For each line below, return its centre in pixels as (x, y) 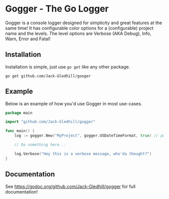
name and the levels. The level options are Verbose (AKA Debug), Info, (78, 33)
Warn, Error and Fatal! (28, 39)
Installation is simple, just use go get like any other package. (68, 67)
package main (19, 113)
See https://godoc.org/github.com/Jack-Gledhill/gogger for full (70, 186)
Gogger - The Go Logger (57, 9)
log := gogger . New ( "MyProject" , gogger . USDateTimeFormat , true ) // (86, 136)
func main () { (20, 131)
